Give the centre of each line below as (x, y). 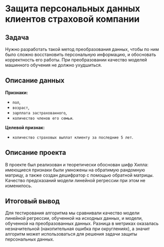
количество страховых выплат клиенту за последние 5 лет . (73, 137)
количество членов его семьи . (43, 118)
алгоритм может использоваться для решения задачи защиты (71, 234)
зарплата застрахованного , (40, 112)
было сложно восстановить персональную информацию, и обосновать (81, 54)
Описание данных (35, 80)
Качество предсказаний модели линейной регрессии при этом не (75, 180)
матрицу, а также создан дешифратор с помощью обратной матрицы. (80, 175)
